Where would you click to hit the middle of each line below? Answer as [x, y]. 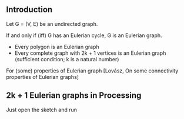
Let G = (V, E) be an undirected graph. [52, 24]
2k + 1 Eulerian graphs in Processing [74, 96]
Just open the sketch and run [42, 110]
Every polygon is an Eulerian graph [57, 47]
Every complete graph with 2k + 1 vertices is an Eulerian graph [90, 53]
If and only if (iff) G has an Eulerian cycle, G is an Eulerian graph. [84, 35]
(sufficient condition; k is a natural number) [67, 59]
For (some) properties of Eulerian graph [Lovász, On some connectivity [92, 71]
